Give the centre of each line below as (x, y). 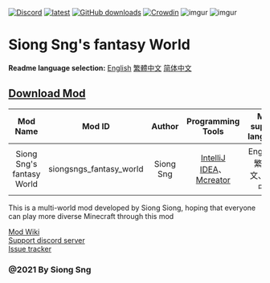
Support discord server (47, 240)
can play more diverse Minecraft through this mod (91, 216)
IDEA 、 (213, 169)
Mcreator (213, 180)
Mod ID (96, 126)
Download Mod (47, 93)
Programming (213, 121)
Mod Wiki (24, 232)
